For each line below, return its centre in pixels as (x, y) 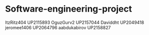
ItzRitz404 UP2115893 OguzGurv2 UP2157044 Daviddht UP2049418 (75, 22)
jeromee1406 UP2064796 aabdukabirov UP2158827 (58, 27)
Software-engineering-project (69, 9)
